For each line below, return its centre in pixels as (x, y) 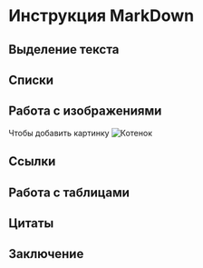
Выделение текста (64, 50)
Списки (31, 79)
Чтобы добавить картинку (59, 133)
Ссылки (32, 161)
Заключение (46, 254)
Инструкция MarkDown (101, 16)
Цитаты (31, 223)
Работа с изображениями (85, 111)
